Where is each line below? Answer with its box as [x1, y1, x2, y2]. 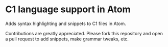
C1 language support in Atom [5, 4, 131, 15]
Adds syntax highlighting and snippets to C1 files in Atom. [5, 20, 126, 27]
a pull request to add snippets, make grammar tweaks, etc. [5, 36, 129, 42]
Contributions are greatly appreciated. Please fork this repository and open [5, 30, 163, 36]
